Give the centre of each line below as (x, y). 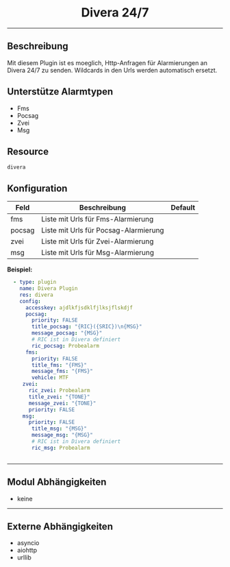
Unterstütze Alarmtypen (60, 92)
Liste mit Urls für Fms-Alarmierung (97, 219)
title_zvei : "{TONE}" (59, 397)
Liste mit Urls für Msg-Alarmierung (97, 253)
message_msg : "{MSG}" (63, 435)
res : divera (36, 295)
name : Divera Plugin (49, 289)
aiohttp (27, 551)
